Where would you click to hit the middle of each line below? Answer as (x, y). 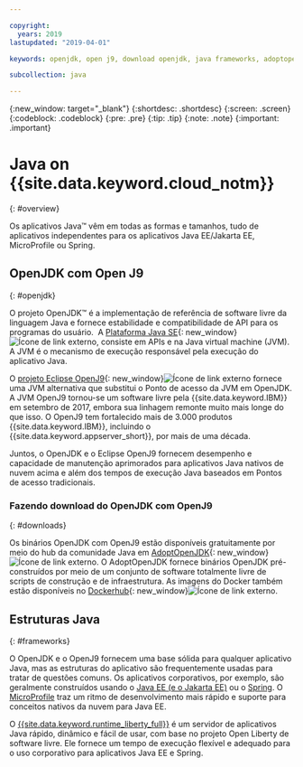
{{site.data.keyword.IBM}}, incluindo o (80, 426)
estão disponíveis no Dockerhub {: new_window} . (143, 591)
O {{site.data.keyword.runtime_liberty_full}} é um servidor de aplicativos (143, 724)
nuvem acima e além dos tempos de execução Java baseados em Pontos (146, 472)
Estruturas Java (55, 619)
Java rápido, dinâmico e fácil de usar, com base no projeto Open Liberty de (149, 734)
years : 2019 (40, 34)
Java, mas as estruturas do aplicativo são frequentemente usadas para (141, 668)
